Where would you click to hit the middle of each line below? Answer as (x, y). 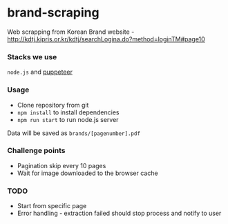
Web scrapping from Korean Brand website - (71, 32)
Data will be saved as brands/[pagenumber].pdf (74, 133)
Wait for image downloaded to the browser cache (87, 173)
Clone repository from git (53, 105)
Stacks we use (32, 57)
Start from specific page (52, 206)
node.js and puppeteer (40, 72)
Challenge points (36, 151)
